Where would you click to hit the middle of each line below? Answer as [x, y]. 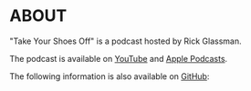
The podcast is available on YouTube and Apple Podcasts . [119, 58]
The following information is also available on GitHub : [110, 76]
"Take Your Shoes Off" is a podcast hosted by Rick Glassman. [125, 41]
